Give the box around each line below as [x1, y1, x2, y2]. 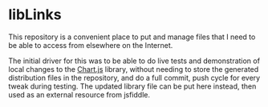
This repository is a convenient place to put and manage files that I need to [8, 32, 256, 42]
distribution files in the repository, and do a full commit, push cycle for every [8, 73, 261, 82]
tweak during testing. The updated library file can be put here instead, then [8, 81, 257, 91]
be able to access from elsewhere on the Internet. [8, 40, 173, 50]
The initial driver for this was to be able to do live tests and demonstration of [8, 56, 261, 65]
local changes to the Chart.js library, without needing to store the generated [8, 64, 259, 73]
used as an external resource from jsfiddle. [8, 89, 151, 99]
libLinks [8, 6, 62, 24]
